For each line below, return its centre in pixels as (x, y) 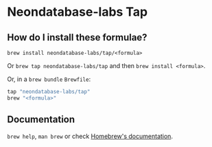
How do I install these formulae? (77, 37)
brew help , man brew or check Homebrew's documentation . (90, 136)
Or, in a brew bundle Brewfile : (49, 79)
